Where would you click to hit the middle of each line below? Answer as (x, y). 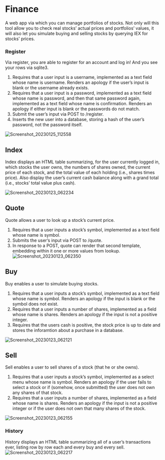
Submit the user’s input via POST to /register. (58, 114)
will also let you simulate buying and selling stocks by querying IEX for (77, 33)
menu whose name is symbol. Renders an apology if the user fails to (82, 382)
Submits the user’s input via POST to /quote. (57, 240)
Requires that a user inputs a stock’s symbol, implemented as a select (83, 377)
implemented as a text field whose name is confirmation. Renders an (82, 104)
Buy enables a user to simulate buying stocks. (52, 283)
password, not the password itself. (47, 125)
